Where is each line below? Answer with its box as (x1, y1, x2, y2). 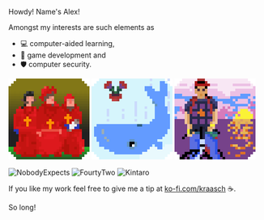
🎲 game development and (19, 50, 107, 60)
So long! (8, 202, 36, 212)
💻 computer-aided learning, (19, 39, 115, 48)
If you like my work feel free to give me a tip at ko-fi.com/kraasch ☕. (8, 184, 236, 193)
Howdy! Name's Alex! (8, 7, 80, 16)
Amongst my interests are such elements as (8, 23, 155, 32)
